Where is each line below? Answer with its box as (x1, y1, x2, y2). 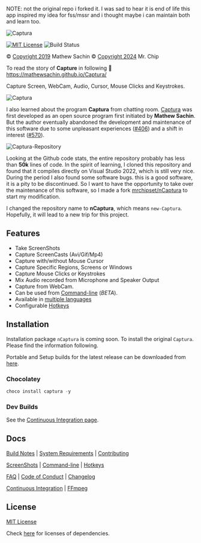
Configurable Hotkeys (14, 302, 70, 309)
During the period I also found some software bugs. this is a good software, (6, 174, 193, 181)
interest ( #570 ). (6, 132, 45, 138)
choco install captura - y (6, 388, 71, 394)
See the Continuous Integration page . (6, 416, 99, 423)
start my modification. (6, 193, 61, 200)
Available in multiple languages (14, 295, 92, 302)
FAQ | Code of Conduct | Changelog (6, 473, 95, 480)
